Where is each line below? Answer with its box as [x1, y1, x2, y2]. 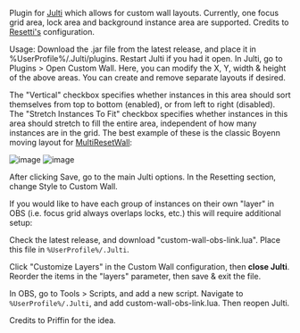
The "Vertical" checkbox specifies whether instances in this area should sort [9, 89, 291, 100]
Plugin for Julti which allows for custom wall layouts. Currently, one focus [9, 8, 279, 18]
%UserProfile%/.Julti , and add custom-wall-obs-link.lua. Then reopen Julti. [9, 298, 290, 308]
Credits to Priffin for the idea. [9, 315, 116, 325]
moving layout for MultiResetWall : [9, 137, 132, 147]
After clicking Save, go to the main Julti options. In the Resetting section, [9, 171, 277, 182]
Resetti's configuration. [9, 27, 96, 37]
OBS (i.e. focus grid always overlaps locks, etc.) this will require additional [9, 208, 281, 218]
